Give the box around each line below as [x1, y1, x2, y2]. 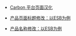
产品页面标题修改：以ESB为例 [9, 15, 71, 21]
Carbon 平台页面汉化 [9, 4, 53, 10]
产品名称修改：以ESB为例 [9, 25, 62, 31]
